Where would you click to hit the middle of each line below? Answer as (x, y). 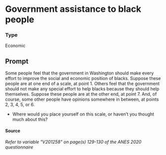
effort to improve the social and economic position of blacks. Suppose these (83, 78)
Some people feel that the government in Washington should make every (80, 73)
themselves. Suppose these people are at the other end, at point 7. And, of (81, 94)
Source (13, 131)
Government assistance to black (73, 9)
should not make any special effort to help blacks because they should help (82, 89)
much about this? (30, 119)
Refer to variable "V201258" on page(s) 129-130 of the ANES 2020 (73, 142)
